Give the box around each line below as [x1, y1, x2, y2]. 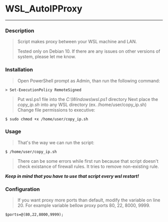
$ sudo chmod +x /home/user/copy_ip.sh [5, 117, 88, 122]
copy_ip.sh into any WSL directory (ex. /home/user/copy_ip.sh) [17, 101, 147, 107]
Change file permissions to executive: [17, 106, 95, 113]
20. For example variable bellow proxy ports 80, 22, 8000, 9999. [17, 202, 150, 208]
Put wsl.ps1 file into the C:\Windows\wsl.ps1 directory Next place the [17, 96, 158, 102]
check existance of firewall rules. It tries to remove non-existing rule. [17, 163, 159, 169]
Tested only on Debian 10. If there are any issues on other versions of [17, 48, 160, 54]
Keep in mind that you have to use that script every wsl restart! [5, 173, 139, 179]
